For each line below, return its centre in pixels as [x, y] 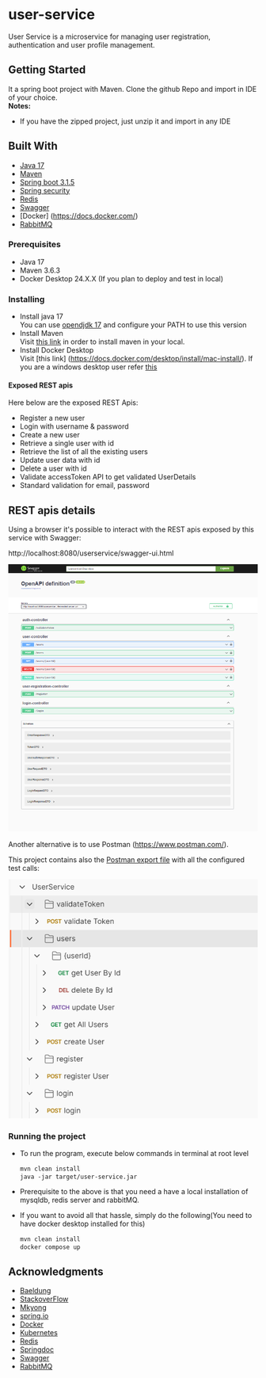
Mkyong [33, 1307]
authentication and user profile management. [82, 44]
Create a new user [50, 435]
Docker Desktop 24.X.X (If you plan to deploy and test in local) [122, 278]
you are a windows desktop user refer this [88, 367]
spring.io [34, 1316]
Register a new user [52, 418]
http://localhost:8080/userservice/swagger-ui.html [91, 553]
